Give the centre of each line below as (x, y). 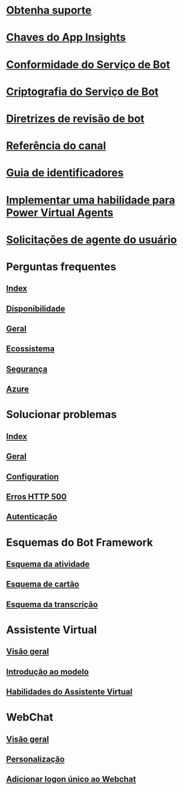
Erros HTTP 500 (36, 497)
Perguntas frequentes (61, 266)
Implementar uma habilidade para (91, 200)
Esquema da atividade (48, 564)
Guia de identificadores (65, 173)
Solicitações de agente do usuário (91, 240)
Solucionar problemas (62, 415)
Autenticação (32, 517)
